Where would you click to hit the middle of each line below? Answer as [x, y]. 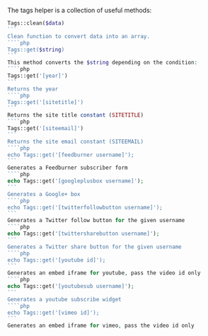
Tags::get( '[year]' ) [38, 76]
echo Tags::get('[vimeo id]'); [53, 313]
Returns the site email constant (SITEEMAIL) [75, 141]
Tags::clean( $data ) [36, 23]
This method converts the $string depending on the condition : [103, 63]
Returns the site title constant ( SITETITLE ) [75, 115]
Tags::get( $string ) [36, 50]
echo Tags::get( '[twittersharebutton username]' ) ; [83, 233]
